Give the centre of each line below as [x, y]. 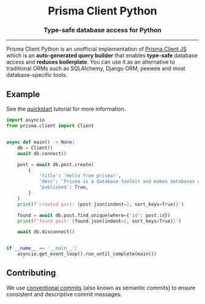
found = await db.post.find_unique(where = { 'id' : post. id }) [94, 215]
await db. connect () [42, 153]
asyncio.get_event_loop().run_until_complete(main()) [87, 254]
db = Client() [35, 148]
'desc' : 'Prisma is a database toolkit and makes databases [117, 182]
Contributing [31, 273]
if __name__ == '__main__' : [42, 248]
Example [23, 94]
